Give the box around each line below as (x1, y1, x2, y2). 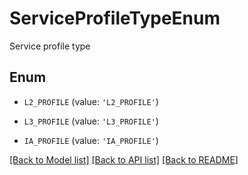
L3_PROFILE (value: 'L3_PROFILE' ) (23, 115, 159, 127)
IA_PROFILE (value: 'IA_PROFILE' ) (23, 134, 159, 146)
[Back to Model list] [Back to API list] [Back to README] (9, 153, 239, 166)
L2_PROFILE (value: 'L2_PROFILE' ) (23, 95, 159, 107)
